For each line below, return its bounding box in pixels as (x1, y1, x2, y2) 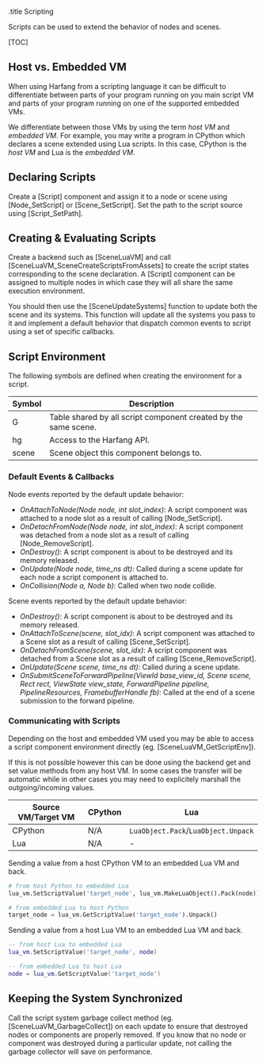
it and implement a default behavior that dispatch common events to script (8, 318, 251, 328)
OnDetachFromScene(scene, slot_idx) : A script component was (19, 645, 227, 654)
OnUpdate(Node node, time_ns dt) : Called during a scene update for (19, 564, 244, 573)
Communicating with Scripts (8, 715, 121, 727)
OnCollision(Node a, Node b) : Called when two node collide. (19, 580, 216, 590)
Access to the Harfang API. (48, 434, 150, 445)
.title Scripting (8, 7, 54, 16)
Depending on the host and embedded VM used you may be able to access (8, 734, 255, 743)
